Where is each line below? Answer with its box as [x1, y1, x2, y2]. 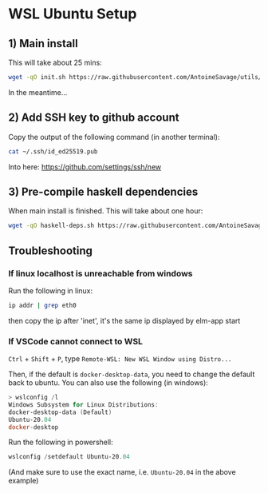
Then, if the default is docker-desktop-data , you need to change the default [8, 369, 255, 380]
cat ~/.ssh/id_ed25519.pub [8, 147, 98, 156]
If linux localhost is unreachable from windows [8, 268, 193, 279]
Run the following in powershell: [8, 437, 113, 447]
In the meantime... [8, 87, 68, 97]
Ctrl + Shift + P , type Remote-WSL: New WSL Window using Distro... [8, 354, 232, 364]
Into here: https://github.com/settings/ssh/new [8, 161, 162, 172]
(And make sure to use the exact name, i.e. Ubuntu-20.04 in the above [8, 467, 237, 477]
